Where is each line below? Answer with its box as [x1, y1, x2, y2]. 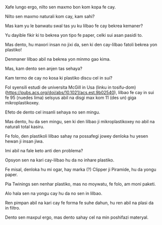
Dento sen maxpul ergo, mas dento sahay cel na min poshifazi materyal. [5, 214, 149, 220]
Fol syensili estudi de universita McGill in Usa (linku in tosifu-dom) [5, 84, 136, 90]
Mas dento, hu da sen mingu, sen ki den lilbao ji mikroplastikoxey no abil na [5, 119, 155, 124]
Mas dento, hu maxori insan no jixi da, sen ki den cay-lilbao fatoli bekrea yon [5, 42, 158, 48]
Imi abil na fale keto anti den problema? [5, 148, 83, 153]
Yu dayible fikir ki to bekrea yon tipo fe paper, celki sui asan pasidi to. [5, 32, 143, 38]
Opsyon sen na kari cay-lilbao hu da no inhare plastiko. [5, 157, 115, 163]
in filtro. [5, 205, 20, 210]
